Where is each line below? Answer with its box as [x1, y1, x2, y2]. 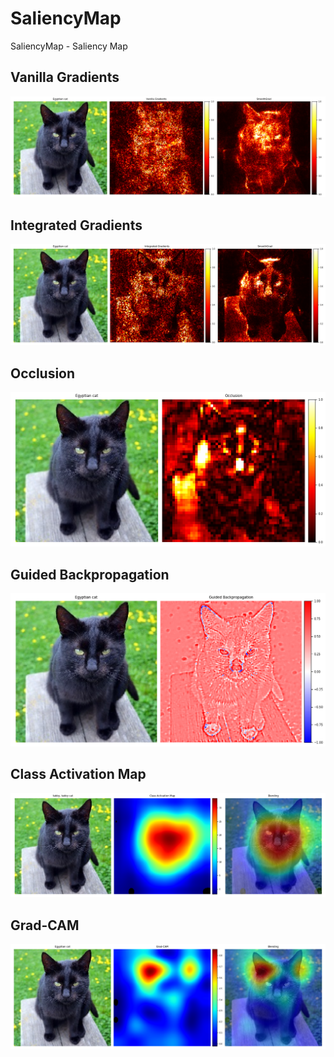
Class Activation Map [10, 766, 147, 783]
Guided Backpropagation [10, 566, 170, 583]
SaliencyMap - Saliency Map [10, 40, 128, 52]
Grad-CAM [10, 917, 80, 934]
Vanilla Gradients [10, 69, 120, 86]
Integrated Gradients [10, 217, 143, 234]
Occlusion [10, 365, 76, 382]
